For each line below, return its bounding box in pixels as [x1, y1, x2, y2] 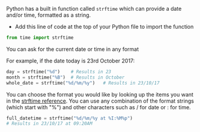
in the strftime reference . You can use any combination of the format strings [6, 97, 194, 104]
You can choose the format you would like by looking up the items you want [6, 91, 194, 98]
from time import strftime [6, 35, 74, 41]
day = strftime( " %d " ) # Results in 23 [6, 68, 112, 74]
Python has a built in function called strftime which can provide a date [6, 5, 182, 12]
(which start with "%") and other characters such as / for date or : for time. [6, 103, 191, 110]
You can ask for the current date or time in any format [6, 45, 139, 53]
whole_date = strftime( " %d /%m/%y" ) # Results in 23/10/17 [6, 80, 160, 86]
